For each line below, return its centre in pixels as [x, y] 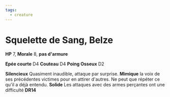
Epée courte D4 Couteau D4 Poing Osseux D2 [55, 64]
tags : [11, 10]
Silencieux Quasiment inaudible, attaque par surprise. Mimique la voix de [83, 74]
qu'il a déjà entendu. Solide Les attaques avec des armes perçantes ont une [85, 85]
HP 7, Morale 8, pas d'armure [37, 54]
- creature [21, 15]
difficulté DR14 [21, 90]
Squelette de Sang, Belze [59, 40]
